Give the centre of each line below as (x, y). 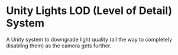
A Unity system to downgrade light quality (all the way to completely (89, 39)
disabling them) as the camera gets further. (59, 46)
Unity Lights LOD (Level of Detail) (89, 11)
